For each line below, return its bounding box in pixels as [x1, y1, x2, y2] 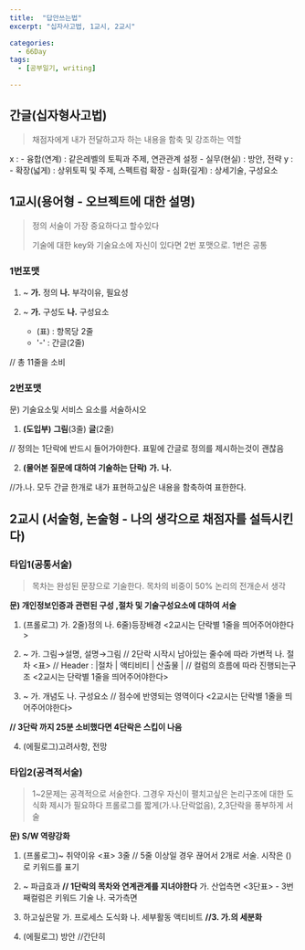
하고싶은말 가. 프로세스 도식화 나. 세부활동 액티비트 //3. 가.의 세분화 [22, 912, 263, 923]
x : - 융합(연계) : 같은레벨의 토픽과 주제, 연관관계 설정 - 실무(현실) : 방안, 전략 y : [9, 153, 294, 164]
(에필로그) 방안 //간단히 [22, 931, 106, 942]
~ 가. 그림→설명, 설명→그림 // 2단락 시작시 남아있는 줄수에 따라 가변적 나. [22, 648, 285, 659]
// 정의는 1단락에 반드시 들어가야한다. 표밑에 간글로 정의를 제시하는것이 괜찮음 [9, 443, 285, 454]
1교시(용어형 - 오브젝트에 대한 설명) [9, 194, 196, 210]
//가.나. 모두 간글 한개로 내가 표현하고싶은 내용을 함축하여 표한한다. [9, 481, 247, 493]
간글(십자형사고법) [9, 108, 108, 123]
